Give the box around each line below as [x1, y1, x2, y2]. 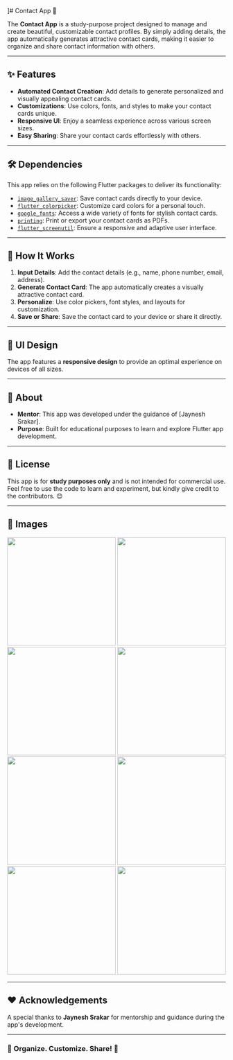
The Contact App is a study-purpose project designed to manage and [7, 20, 207, 28]
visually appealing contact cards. [17, 94, 112, 103]
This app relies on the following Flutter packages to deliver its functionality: [7, 180, 222, 189]
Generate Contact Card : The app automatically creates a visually [17, 283, 204, 291]
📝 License [7, 458, 51, 471]
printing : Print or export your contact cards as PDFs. [17, 216, 170, 225]
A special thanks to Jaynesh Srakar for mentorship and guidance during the [7, 1013, 225, 1021]
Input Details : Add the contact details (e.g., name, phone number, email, [17, 268, 224, 277]
